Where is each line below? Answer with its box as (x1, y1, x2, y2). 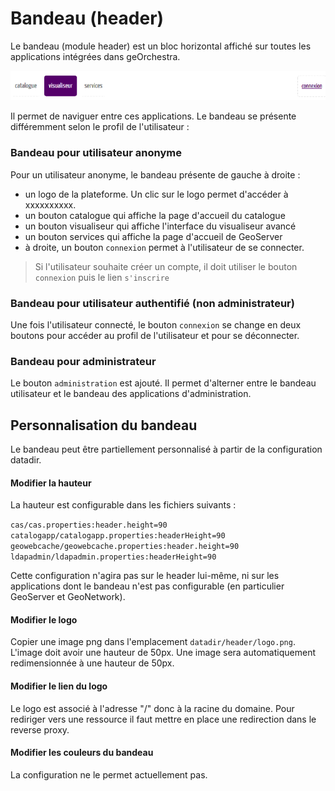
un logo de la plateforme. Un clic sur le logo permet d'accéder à (24, 188, 289, 200)
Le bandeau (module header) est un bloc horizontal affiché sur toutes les (10, 40, 312, 52)
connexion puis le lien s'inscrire (34, 271, 170, 283)
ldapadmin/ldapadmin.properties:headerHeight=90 (10, 552, 217, 562)
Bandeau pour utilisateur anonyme (10, 146, 182, 160)
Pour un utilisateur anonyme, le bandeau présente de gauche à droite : (10, 168, 301, 181)
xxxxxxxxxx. (24, 198, 77, 211)
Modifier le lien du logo (10, 680, 108, 692)
